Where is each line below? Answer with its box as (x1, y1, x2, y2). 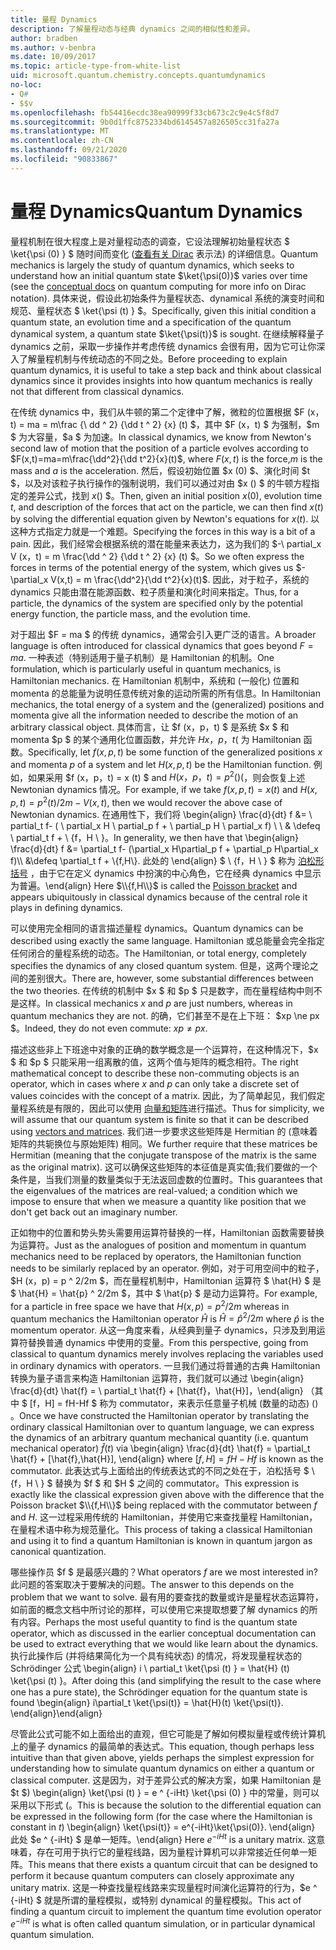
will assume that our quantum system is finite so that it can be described (10, 1114, 309, 1125)
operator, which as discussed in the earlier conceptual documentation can (10, 1627, 317, 1640)
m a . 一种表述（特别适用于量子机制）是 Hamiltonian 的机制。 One (10, 651, 275, 663)
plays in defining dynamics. (10, 902, 123, 913)
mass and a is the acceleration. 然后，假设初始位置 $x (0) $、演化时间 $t (10, 464, 310, 476)
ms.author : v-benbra (10, 42, 97, 53)
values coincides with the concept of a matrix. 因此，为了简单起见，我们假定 (10, 1090, 326, 1101)
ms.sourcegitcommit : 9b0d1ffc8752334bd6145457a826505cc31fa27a (10, 117, 280, 127)
